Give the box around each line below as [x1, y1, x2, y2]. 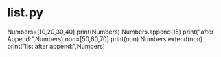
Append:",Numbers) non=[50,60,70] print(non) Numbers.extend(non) [7, 34, 203, 43]
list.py [7, 5, 44, 21]
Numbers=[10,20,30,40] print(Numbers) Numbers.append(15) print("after [7, 27, 214, 36]
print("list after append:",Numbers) [7, 42, 105, 50]
